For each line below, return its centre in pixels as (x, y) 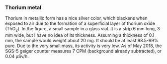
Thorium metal (23, 7)
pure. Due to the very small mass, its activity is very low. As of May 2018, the (84, 46)
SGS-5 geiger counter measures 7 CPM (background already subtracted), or (83, 51)
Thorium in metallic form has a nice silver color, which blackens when (76, 18)
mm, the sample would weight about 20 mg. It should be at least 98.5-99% (82, 41)
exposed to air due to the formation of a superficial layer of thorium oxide (80, 23)
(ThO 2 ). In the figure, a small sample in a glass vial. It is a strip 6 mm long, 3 (83, 30)
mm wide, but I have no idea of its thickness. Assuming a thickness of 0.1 (80, 35)
